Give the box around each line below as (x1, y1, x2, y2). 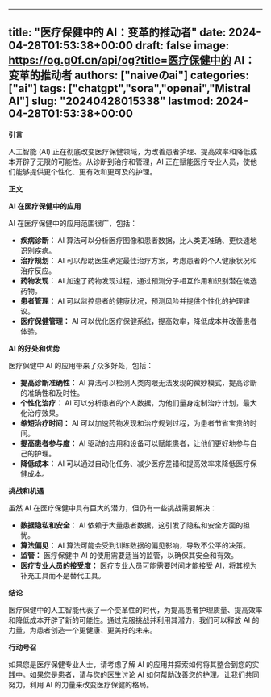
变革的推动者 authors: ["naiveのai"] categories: (8, 69, 250, 82)
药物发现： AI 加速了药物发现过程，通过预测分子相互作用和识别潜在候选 (19, 275, 258, 285)
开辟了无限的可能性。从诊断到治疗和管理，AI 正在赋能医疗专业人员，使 (15, 157, 251, 166)
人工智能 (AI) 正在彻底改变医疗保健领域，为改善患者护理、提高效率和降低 (8, 146, 251, 156)
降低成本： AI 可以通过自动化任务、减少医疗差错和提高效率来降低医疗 (19, 458, 251, 468)
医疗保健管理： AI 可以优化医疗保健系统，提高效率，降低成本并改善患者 (19, 316, 258, 325)
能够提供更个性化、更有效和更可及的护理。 (15, 166, 157, 176)
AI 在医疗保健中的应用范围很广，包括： (8, 218, 138, 228)
